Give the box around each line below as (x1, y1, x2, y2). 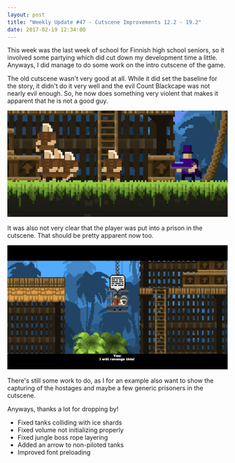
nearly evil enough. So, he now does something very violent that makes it (7, 90, 219, 98)
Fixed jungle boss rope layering (17, 433, 108, 441)
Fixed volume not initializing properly (17, 425, 124, 434)
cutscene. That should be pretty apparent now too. (7, 231, 154, 240)
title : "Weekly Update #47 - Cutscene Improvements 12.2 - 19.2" (7, 18, 201, 26)
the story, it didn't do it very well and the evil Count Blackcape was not (7, 82, 211, 90)
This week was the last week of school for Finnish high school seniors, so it (7, 46, 225, 55)
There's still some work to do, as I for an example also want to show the (7, 376, 214, 385)
